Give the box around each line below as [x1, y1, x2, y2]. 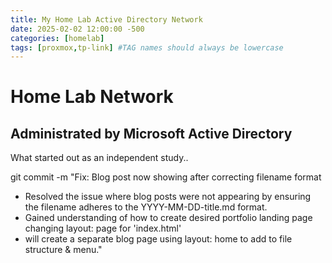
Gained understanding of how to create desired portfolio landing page [24, 212, 313, 224]
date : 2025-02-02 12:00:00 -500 [10, 24, 145, 34]
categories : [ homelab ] [10, 33, 105, 43]
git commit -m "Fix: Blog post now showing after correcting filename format [10, 171, 322, 183]
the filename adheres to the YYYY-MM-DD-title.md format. [24, 201, 268, 213]
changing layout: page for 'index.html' [24, 222, 182, 235]
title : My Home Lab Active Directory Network [10, 14, 203, 25]
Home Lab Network [10, 86, 174, 108]
